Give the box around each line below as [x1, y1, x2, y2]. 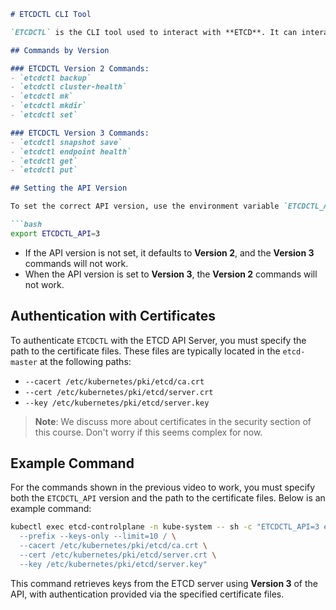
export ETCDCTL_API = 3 [10, 228, 101, 239]
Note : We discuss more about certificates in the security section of [34, 415, 312, 427]
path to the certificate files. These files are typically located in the [10, 345, 281, 357]
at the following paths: [39, 355, 132, 367]
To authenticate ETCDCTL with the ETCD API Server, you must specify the [10, 334, 307, 346]
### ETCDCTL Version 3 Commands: [10, 128, 150, 138]
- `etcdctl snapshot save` [10, 137, 123, 147]
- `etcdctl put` [10, 165, 78, 175]
